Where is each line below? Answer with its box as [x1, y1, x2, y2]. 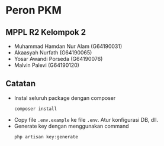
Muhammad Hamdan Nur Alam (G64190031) [14, 43, 123, 50]
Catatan [5, 79, 36, 89]
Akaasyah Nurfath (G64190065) [14, 49, 92, 56]
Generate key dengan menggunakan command [14, 122, 129, 129]
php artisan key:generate [14, 134, 78, 139]
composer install [14, 106, 57, 112]
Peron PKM [5, 4, 62, 17]
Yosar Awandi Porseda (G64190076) [14, 56, 103, 62]
